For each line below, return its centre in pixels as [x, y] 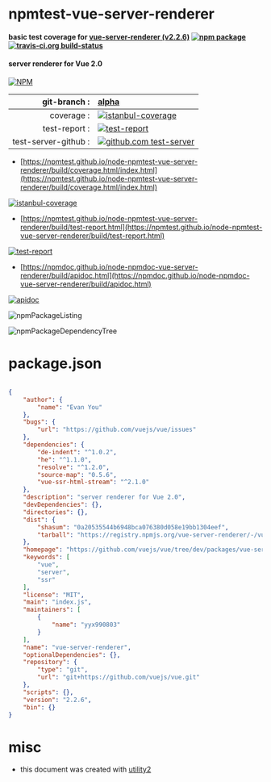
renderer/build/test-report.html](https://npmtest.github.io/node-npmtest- [141, 227]
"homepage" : [43, 550]
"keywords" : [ [46, 558]
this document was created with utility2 [85, 769]
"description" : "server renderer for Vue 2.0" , [104, 497]
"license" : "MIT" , [54, 595]
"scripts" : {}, [48, 692]
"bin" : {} [40, 707]
